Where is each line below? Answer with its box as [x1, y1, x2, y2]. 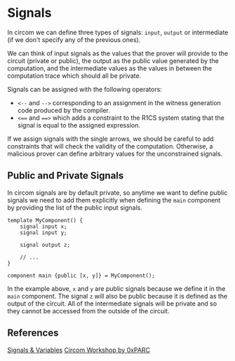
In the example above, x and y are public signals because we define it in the [7, 284, 226, 292]
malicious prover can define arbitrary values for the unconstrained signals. [7, 149, 223, 158]
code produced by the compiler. [17, 106, 111, 114]
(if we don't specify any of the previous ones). [7, 35, 141, 43]
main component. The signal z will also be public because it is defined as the [7, 292, 228, 300]
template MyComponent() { [7, 217, 83, 224]
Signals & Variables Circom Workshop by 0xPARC [7, 346, 151, 354]
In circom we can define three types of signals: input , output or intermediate [7, 28, 229, 36]
